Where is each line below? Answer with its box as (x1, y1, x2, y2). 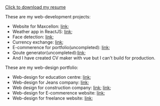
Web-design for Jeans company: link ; (12, 79, 89, 85)
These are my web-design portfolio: (5, 64, 78, 70)
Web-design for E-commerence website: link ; (12, 90, 106, 96)
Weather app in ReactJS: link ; (12, 29, 73, 34)
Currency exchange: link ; (12, 39, 64, 45)
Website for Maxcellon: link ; (12, 23, 69, 29)
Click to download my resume (5, 4, 66, 10)
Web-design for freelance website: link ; (12, 95, 93, 101)
